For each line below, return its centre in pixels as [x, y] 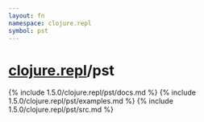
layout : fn [27, 16]
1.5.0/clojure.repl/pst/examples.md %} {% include [91, 101]
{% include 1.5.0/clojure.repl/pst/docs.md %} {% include [102, 92]
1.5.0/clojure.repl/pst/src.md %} [61, 110]
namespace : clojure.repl [50, 23]
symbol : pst [28, 31]
